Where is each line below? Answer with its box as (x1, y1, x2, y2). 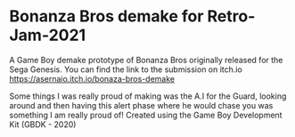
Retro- (207, 6, 256, 27)
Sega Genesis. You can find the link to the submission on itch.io (9, 64, 242, 75)
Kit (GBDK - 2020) (9, 118, 77, 130)
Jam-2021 (9, 25, 86, 45)
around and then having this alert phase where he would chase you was (9, 100, 274, 110)
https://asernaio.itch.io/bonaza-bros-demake (9, 73, 176, 84)
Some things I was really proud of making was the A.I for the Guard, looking (9, 91, 287, 101)
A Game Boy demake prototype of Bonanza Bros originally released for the (9, 54, 283, 65)
